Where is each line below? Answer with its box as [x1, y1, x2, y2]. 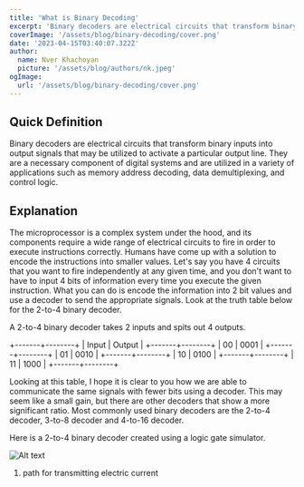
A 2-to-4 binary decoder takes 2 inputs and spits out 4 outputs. [9, 322, 246, 333]
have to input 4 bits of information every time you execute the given [9, 276, 262, 287]
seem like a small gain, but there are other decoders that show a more [9, 395, 270, 406]
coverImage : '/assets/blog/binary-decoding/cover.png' [9, 30, 221, 39]
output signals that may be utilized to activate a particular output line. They [9, 148, 288, 159]
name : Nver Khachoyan [17, 55, 100, 64]
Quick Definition [9, 114, 103, 130]
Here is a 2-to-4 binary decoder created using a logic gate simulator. [9, 433, 266, 443]
